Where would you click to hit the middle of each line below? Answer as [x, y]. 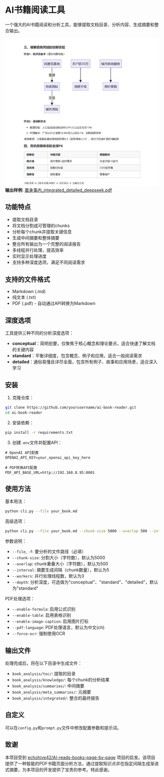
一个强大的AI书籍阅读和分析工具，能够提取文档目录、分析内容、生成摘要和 [80, 24]
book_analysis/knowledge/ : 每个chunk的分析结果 [61, 680]
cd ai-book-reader [24, 412]
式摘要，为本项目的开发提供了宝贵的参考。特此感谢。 [59, 770]
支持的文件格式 [28, 279]
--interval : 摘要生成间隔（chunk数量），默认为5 [61, 570]
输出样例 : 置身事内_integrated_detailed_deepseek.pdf [59, 190]
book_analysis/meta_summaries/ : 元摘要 [51, 692]
